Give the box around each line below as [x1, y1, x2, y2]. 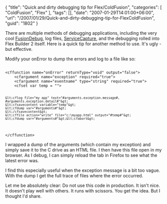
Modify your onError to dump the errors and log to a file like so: [5, 56, 136, 62]
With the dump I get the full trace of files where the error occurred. [5, 172, 143, 178]
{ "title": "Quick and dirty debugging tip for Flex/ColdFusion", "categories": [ [5, 5, 162, 10]
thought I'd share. [5, 193, 42, 199]
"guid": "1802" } [5, 20, 39, 26]
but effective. [5, 46, 33, 52]
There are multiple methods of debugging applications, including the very [5, 30, 157, 36]
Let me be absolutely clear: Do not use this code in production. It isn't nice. [5, 182, 160, 188]
